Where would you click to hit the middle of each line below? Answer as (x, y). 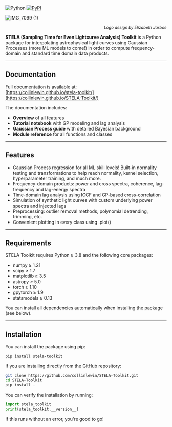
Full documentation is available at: (41, 87)
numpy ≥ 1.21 (27, 265)
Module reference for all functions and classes (62, 134)
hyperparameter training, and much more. (57, 178)
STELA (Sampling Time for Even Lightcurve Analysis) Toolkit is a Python (83, 37)
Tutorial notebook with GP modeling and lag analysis (69, 123)
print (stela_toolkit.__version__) (42, 409)
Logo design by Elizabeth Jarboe (135, 27)
